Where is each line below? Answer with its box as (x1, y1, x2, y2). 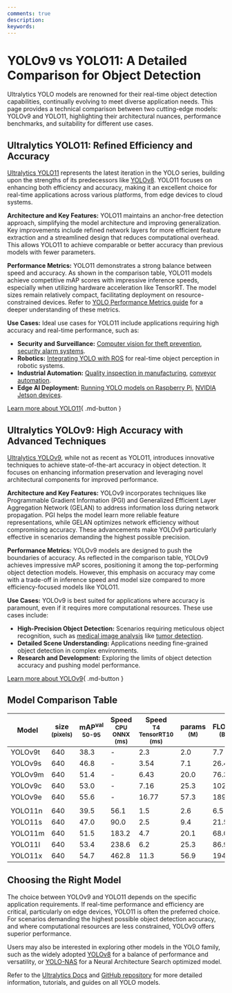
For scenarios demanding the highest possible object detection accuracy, (7, 914, 216, 923)
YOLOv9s (10, 758, 42, 768)
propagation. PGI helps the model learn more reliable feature (7, 510, 180, 519)
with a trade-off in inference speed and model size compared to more (7, 575, 206, 584)
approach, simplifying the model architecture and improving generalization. (7, 219, 221, 227)
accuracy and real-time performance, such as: (7, 326, 139, 335)
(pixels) (51, 730, 73, 738)
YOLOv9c (10, 781, 42, 791)
